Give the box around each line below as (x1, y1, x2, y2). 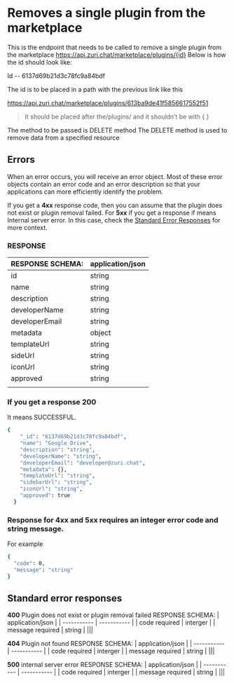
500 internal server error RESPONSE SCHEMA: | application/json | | (7, 661, 202, 669)
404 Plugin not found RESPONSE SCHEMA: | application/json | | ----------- (7, 639, 226, 648)
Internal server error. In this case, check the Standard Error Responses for (7, 215, 221, 224)
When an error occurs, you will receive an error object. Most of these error (7, 172, 223, 180)
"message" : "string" (13, 566, 74, 573)
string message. (7, 524, 64, 533)
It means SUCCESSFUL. (7, 413, 77, 422)
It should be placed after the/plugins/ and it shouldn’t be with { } (24, 112, 209, 121)
